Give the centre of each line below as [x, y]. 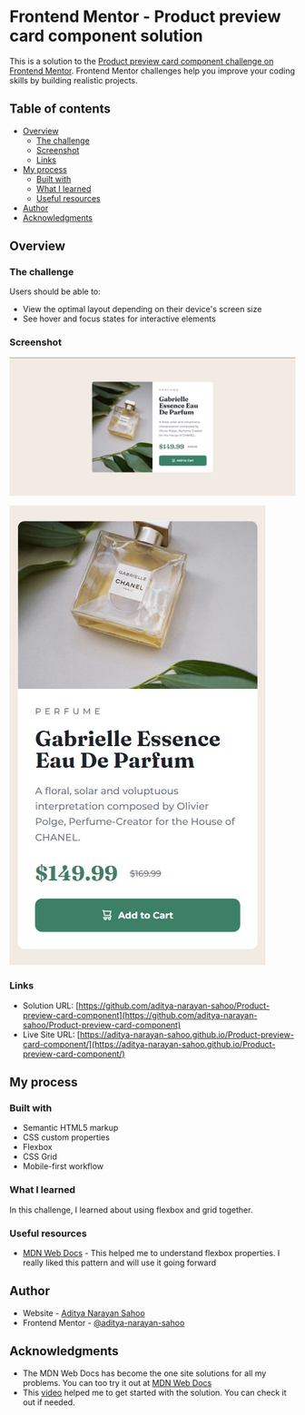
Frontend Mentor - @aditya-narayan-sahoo [103, 1322]
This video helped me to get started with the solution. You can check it [155, 1392]
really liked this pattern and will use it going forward [119, 1263]
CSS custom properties [66, 1137]
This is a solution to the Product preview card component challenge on [142, 61]
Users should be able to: [55, 291]
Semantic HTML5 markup [70, 1128]
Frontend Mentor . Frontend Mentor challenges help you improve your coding [152, 71]
